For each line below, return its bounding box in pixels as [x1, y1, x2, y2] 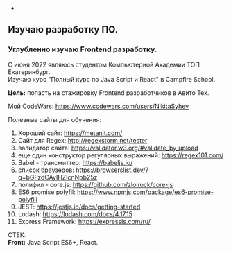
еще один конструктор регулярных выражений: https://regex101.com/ [17, 150, 224, 159]
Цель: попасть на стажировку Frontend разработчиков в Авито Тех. [8, 88, 209, 97]
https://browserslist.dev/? [76, 166, 148, 174]
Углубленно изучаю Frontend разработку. [8, 44, 157, 54]
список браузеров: [17, 166, 75, 174]
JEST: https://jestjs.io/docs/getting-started [17, 202, 141, 211]
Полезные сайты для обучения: [8, 115, 102, 123]
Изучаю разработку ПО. [8, 24, 119, 35]
